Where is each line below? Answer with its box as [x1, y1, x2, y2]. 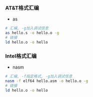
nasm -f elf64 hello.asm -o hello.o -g [5, 78, 88, 83]
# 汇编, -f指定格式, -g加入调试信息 [5, 74, 72, 79]
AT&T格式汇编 [5, 4, 39, 11]
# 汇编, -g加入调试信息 [5, 26, 49, 31]
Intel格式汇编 [5, 52, 37, 59]
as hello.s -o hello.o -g [5, 30, 59, 35]
